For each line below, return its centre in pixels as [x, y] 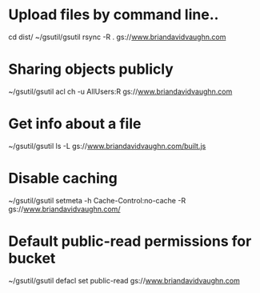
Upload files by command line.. [114, 15]
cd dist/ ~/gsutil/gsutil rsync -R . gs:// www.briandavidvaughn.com [117, 37]
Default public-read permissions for [130, 241]
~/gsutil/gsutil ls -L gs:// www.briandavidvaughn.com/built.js [107, 146]
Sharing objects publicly [91, 69]
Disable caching [63, 179]
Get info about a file [75, 124]
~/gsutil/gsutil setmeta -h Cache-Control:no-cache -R [97, 200]
